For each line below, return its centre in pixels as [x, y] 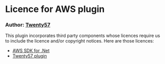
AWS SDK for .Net [31, 50]
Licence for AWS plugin [55, 9]
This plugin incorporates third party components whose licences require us [83, 35]
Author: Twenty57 [28, 25]
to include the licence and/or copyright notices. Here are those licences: [79, 41]
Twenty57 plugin [29, 56]
